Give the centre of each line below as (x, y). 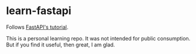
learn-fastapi (39, 11)
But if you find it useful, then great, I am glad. (61, 45)
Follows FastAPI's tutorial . (37, 27)
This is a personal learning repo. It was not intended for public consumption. (98, 38)
